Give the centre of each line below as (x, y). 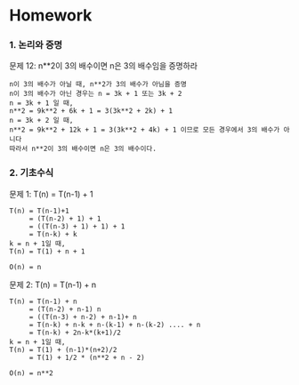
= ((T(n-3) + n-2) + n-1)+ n (83, 317)
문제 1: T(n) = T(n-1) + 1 (51, 194)
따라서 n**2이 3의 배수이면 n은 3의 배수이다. (83, 149)
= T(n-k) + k (53, 234)
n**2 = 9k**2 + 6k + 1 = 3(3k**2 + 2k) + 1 (91, 111)
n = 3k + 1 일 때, (41, 103)
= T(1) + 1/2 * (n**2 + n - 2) (87, 357)
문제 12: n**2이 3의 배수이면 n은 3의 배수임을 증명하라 (104, 66)
